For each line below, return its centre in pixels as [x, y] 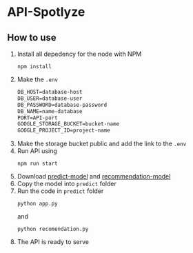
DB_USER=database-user [50, 98]
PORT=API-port [37, 118]
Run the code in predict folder [60, 191]
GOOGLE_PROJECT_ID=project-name [63, 131]
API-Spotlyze [46, 12]
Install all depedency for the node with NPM [79, 54]
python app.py [37, 204]
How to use [32, 38]
